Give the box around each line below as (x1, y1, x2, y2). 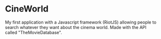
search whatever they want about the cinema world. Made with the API (5, 24, 146, 30)
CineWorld (5, 3, 48, 14)
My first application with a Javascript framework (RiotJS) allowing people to (5, 19, 157, 25)
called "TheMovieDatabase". (5, 29, 62, 35)
